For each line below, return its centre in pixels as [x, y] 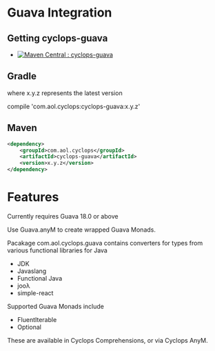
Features [33, 197]
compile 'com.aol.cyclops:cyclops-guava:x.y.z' [74, 106]
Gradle [22, 76]
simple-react [35, 293]
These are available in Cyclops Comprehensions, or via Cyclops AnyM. [107, 340]
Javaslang [32, 271]
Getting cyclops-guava [58, 38]
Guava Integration [60, 13]
